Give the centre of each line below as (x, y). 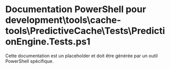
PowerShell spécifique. (29, 61)
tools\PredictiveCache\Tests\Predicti (85, 31)
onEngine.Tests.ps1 (48, 42)
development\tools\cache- (63, 20)
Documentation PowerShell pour (76, 9)
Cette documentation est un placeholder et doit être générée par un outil (82, 56)
